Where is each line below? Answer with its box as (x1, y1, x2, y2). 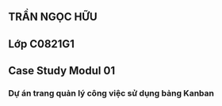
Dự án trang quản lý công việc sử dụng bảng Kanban (8, 88, 214, 99)
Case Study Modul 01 (8, 64, 116, 78)
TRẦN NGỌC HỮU (8, 10, 98, 24)
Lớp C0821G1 (8, 37, 75, 51)
